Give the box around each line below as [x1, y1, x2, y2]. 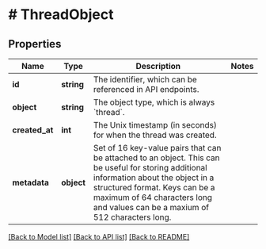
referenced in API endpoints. [93, 84, 199, 94]
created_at [12, 125, 54, 136]
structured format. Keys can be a [93, 182, 215, 193]
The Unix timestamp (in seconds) [93, 120, 218, 130]
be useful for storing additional [93, 163, 207, 173]
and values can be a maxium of [93, 202, 210, 213]
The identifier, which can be [93, 74, 198, 85]
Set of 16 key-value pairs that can [93, 143, 222, 153]
